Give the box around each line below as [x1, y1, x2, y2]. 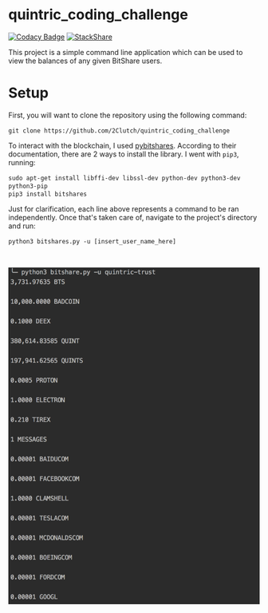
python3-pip [8, 182, 48, 190]
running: [8, 157, 36, 167]
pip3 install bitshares [8, 190, 88, 198]
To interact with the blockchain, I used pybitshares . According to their [8, 140, 237, 150]
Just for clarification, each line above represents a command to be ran [8, 204, 239, 213]
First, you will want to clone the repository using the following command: [8, 110, 247, 120]
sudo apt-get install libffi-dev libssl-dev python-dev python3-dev [8, 174, 241, 182]
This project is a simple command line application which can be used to [8, 47, 243, 57]
